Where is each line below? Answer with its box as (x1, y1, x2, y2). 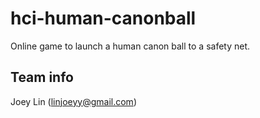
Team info (10, 69, 74, 86)
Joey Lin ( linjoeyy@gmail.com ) (10, 95, 137, 107)
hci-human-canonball (10, 7, 197, 30)
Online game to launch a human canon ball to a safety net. (10, 40, 251, 52)
